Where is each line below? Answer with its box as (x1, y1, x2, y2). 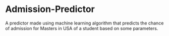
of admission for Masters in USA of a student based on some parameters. (5, 25, 158, 31)
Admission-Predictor (5, 3, 95, 15)
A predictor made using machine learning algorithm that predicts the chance (5, 20, 164, 26)
